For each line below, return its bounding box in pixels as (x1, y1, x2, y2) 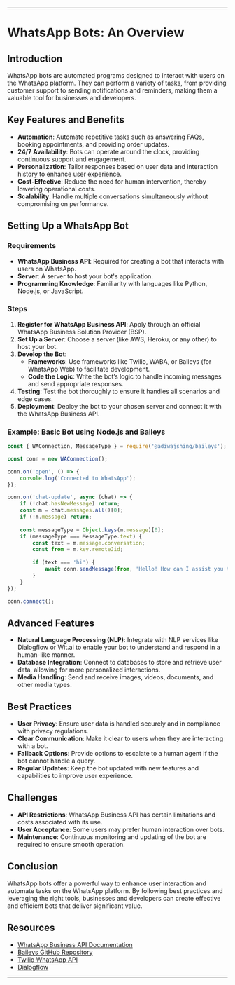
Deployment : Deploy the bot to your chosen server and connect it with (17, 402, 222, 410)
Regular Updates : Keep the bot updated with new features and (17, 764, 199, 773)
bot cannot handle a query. (17, 756, 96, 765)
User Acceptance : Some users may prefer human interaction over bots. (17, 825, 225, 834)
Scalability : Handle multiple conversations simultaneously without (17, 192, 208, 201)
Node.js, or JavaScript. (17, 287, 84, 295)
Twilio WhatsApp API (17, 955, 78, 964)
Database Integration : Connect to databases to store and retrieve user (17, 658, 222, 667)
